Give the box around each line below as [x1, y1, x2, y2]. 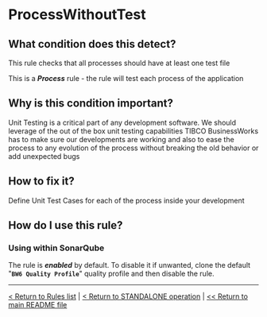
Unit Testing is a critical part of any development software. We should [8, 118, 237, 127]
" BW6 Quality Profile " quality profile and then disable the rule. [8, 269, 215, 279]
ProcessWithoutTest [8, 6, 147, 24]
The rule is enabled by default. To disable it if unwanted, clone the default [8, 261, 251, 270]
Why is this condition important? [8, 97, 173, 110]
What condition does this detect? [8, 37, 176, 51]
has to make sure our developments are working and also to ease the [8, 134, 234, 144]
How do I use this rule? [8, 218, 123, 232]
